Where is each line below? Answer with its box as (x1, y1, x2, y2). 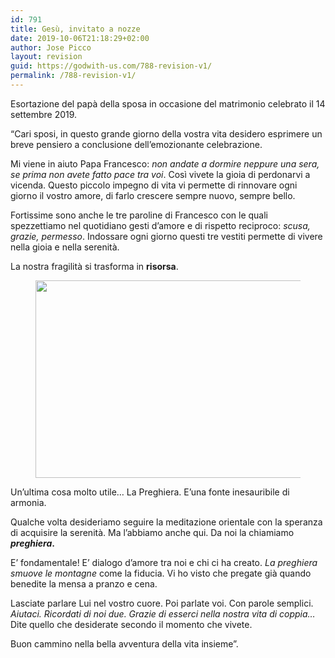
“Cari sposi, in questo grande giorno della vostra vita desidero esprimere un (10, 127, 323, 140)
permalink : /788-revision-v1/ (10, 71, 137, 81)
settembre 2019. (10, 108, 78, 120)
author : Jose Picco (10, 42, 92, 53)
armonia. (10, 496, 47, 508)
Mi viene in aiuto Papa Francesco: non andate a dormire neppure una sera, (10, 157, 320, 170)
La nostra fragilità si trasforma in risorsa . (10, 260, 179, 272)
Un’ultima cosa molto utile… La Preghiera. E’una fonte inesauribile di (10, 486, 290, 498)
